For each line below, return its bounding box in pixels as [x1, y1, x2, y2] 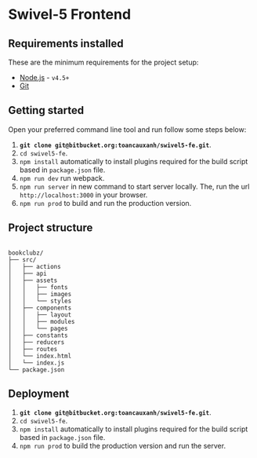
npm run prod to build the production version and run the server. [19, 442, 226, 451]
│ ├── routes [8, 345, 58, 353]
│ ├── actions [8, 262, 61, 270]
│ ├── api [8, 269, 47, 277]
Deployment [8, 387, 70, 401]
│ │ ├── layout [8, 310, 72, 319]
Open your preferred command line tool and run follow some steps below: [8, 124, 247, 134]
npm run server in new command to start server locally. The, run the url [19, 181, 250, 191]
